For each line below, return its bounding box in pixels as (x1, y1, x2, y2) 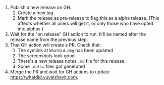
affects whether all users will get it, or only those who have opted (17, 20, 153, 26)
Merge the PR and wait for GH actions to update (10, 69, 110, 75)
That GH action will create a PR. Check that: (10, 42, 101, 48)
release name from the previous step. (10, 36, 88, 42)
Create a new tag (17, 10, 54, 16)
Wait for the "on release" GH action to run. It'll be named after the (10, 31, 146, 37)
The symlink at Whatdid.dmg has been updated (17, 48, 114, 53)
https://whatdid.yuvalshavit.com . (10, 74, 79, 80)
